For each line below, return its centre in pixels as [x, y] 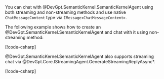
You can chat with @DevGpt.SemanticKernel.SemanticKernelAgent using [79, 7]
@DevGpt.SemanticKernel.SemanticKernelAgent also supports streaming [80, 56]
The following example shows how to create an [53, 27]
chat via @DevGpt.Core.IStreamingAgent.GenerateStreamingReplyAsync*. [80, 62]
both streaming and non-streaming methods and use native [65, 12]
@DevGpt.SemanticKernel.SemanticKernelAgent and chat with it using [77, 32]
